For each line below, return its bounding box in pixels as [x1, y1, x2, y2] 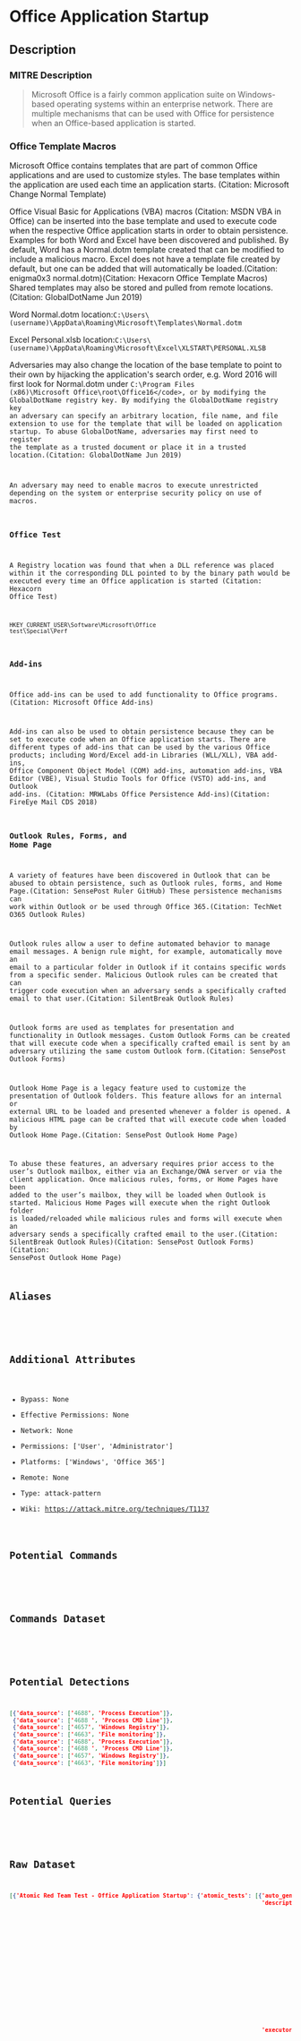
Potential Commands [9, 1549, 118, 1562]
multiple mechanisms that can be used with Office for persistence [30, 107, 275, 118]
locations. [236, 282, 273, 293]
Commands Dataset [9, 1612, 106, 1625]
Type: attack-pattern [21, 1489, 101, 1498]
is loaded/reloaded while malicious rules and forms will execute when [9, 1214, 282, 1223]
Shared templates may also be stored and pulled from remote [9, 282, 236, 293]
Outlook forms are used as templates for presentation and [9, 1023, 235, 1032]
